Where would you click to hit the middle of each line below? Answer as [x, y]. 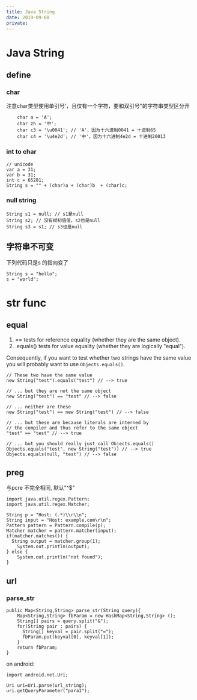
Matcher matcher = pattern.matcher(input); [62, 531]
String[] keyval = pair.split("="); [68, 632]
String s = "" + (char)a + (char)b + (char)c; [67, 185]
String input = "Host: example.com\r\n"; [59, 520]
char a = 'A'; [35, 117]
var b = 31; [21, 175]
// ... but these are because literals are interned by [77, 422]
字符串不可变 [30, 247]
